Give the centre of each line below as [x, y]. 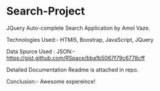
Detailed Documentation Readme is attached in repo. [72, 69]
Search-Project [46, 11]
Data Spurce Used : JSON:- [41, 51]
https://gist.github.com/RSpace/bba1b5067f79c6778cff [76, 58]
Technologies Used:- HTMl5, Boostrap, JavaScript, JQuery [80, 39]
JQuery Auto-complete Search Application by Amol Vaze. [78, 28]
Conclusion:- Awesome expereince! [51, 81]
